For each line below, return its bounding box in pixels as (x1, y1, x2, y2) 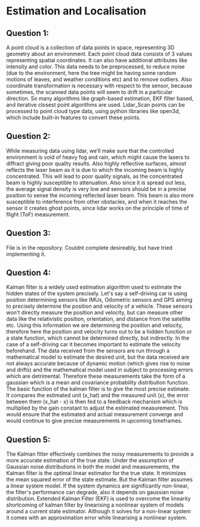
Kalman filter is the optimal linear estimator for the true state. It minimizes (6, 470, 186, 477)
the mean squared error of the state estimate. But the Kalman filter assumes (6, 476, 193, 483)
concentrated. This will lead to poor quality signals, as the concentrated (6, 172, 183, 180)
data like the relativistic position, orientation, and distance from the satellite (6, 316, 191, 323)
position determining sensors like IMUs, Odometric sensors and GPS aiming (6, 296, 193, 304)
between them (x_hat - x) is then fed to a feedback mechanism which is (6, 398, 183, 405)
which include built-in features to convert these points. (6, 114, 141, 121)
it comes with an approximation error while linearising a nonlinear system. (6, 514, 187, 522)
